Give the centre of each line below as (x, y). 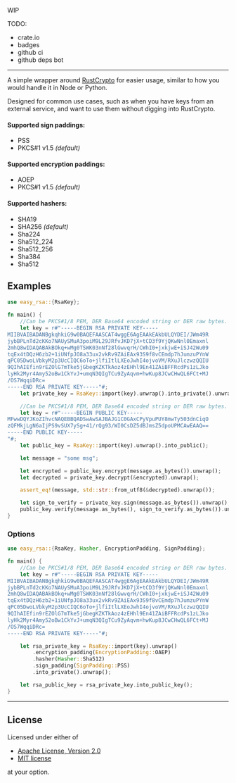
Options (21, 534)
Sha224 (29, 234)
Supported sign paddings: (46, 125)
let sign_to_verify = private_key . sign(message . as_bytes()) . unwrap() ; (125, 503)
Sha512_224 (35, 242)
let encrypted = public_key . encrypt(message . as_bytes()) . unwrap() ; (120, 471)
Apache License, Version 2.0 (59, 751)
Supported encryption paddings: (56, 164)
